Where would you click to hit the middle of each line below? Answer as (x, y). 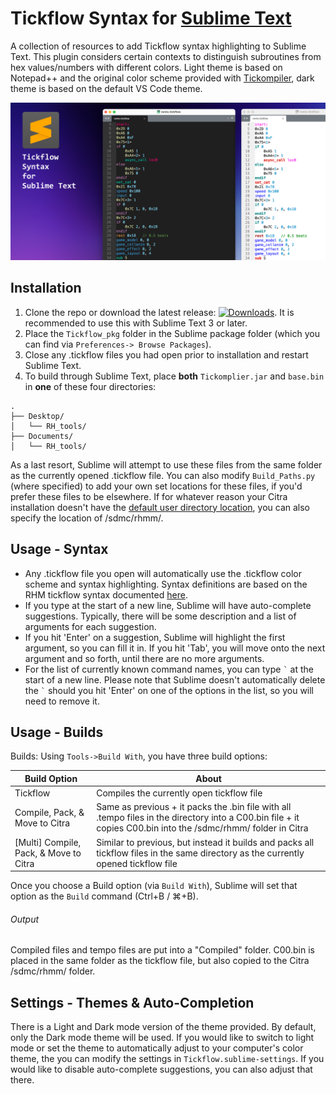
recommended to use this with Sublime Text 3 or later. (136, 323)
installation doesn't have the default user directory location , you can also (160, 507)
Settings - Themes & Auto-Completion (132, 1002)
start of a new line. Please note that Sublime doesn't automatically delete (175, 679)
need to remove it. (62, 701)
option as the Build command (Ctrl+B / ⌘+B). (104, 896)
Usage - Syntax (59, 549)
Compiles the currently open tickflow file (179, 793)
